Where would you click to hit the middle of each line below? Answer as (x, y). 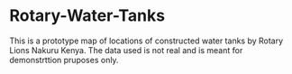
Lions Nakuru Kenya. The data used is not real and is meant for (126, 50)
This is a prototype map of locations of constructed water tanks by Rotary (146, 41)
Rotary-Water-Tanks (87, 16)
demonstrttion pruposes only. (64, 60)
